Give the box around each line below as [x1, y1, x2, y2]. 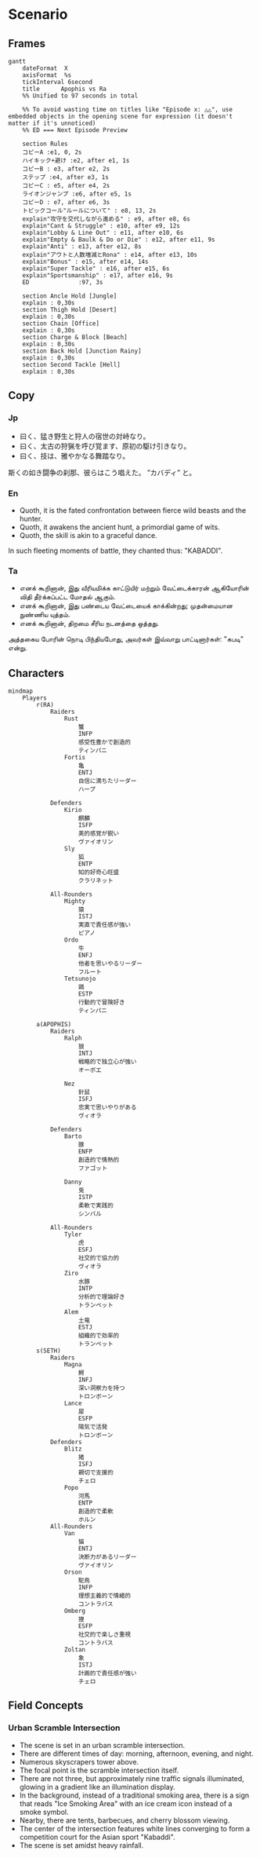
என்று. [8, 643, 27, 653]
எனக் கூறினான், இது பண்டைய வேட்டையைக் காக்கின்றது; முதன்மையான [19, 601, 233, 610]
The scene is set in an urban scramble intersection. [19, 1740, 186, 1750]
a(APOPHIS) [36, 1021, 72, 1029]
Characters [8, 666, 64, 680]
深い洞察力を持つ [78, 1384, 125, 1392]
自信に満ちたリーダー [78, 777, 137, 785]
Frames [8, 37, 45, 50]
